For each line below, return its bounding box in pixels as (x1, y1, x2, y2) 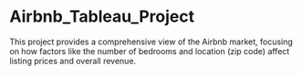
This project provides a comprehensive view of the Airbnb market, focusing (9, 36, 294, 47)
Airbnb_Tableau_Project (9, 6, 195, 27)
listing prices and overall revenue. (9, 55, 137, 66)
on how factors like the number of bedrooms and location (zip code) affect (9, 45, 290, 56)
